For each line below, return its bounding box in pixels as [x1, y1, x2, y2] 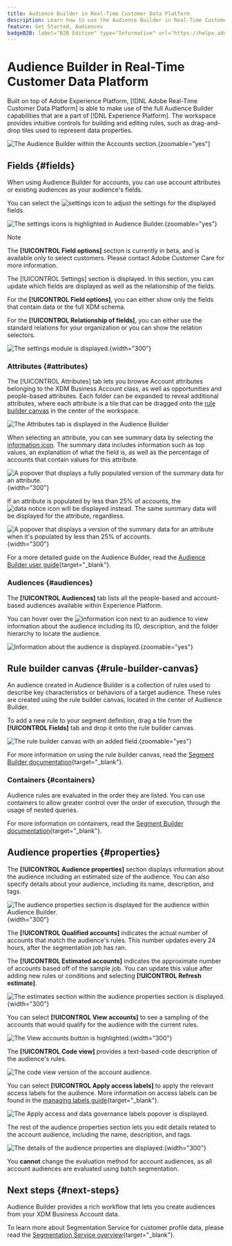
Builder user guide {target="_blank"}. [7, 561, 111, 569]
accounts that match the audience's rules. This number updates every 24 [7, 936, 216, 944]
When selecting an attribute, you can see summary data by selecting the [7, 433, 213, 442]
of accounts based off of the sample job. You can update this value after [7, 964, 213, 973]
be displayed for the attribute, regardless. [7, 512, 126, 520]
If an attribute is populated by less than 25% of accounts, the [7, 497, 182, 505]
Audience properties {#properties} [7, 847, 161, 858]
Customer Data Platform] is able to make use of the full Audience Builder [7, 105, 214, 113]
